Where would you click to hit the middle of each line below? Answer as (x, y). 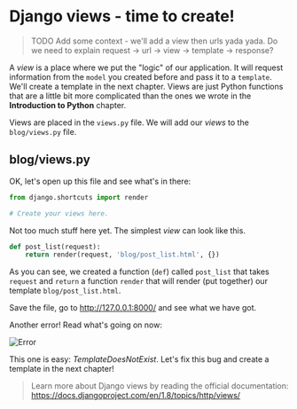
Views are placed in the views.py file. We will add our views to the (129, 122)
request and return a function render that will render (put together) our (139, 281)
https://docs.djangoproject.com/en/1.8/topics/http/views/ (136, 396)
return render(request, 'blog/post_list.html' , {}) (122, 255)
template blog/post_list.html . (65, 291)
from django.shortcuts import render (79, 197)
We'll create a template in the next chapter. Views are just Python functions (146, 86)
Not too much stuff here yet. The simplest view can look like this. (128, 230)
